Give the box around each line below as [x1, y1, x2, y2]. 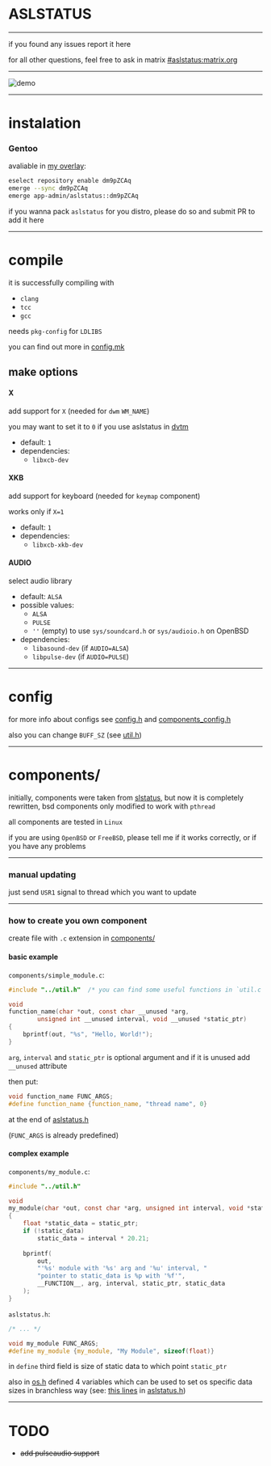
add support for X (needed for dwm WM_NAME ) [8, 406, 150, 416]
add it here [8, 215, 44, 225]
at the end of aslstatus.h [8, 1114, 89, 1124]
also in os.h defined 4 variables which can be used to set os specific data [8, 1377, 252, 1387]
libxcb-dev [31, 456, 69, 464]
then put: [8, 1076, 39, 1086]
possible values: [19, 600, 74, 610]
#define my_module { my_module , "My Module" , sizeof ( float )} [8, 1347, 215, 1355]
